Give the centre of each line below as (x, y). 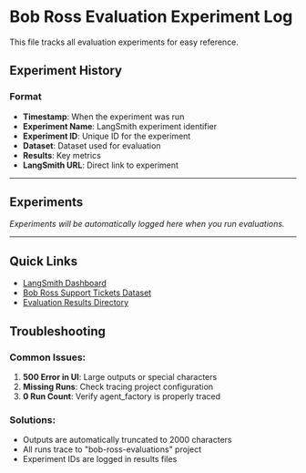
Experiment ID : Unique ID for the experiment (107, 136)
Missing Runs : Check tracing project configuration (118, 386)
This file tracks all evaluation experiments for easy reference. (124, 42)
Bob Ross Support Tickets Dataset (87, 293)
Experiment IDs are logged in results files (100, 459)
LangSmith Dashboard (65, 283)
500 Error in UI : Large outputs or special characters (120, 376)
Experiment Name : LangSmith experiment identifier (119, 126)
